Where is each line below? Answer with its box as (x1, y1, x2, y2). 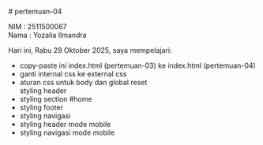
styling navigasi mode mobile (19, 128, 115, 137)
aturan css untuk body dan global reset (19, 78, 148, 87)
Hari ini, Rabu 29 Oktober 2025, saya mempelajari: (8, 46, 172, 54)
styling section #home (19, 95, 92, 103)
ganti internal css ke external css (19, 69, 127, 78)
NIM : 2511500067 (8, 22, 67, 31)
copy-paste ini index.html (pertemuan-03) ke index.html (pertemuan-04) (19, 61, 257, 70)
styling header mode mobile (19, 120, 111, 128)
